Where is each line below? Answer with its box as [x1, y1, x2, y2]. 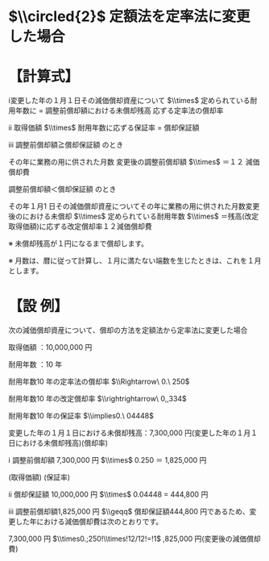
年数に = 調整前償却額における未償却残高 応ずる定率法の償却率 [14, 106, 224, 115]
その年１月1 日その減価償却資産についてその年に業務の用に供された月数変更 [8, 202, 260, 211]
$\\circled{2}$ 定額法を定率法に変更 [8, 7, 251, 26]
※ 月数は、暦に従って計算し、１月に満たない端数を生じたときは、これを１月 [8, 256, 262, 266]
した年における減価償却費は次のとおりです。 [14, 517, 163, 526]
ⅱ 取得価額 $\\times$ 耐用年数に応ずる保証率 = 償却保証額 [8, 123, 200, 133]
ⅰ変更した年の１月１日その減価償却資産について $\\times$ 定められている [8, 96, 250, 106]
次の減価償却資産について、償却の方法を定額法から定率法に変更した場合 [8, 326, 248, 335]
